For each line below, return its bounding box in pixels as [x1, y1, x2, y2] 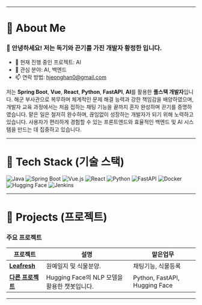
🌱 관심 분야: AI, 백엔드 [14, 66, 67, 73]
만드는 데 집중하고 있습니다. [17, 126, 82, 133]
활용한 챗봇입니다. [46, 282, 94, 291]
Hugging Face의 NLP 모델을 [46, 273, 123, 282]
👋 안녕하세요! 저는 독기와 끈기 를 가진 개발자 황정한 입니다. [6, 44, 162, 52]
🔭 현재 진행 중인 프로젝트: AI [14, 58, 81, 66]
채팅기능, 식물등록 [133, 262, 181, 270]
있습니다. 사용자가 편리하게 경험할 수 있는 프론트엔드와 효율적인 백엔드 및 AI [6, 119, 183, 126]
